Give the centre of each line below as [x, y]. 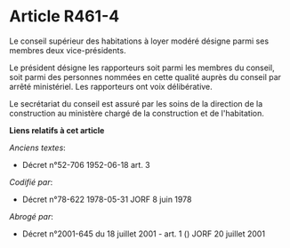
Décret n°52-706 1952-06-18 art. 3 [86, 164]
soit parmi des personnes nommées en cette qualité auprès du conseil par [145, 76]
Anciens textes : [38, 148]
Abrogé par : [31, 216]
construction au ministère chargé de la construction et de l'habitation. [137, 113]
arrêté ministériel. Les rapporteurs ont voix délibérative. [111, 86]
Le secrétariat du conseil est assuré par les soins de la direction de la [136, 103]
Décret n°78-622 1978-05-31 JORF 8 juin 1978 [107, 199]
